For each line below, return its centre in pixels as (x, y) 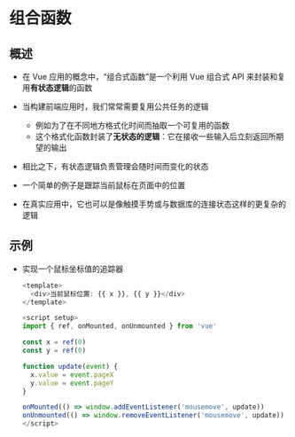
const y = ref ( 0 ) (54, 351)
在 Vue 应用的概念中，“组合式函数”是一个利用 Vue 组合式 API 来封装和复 (154, 77)
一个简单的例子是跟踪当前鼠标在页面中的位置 (104, 185)
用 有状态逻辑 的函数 (57, 88)
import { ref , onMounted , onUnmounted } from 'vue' (119, 326)
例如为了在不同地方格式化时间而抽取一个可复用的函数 (132, 125)
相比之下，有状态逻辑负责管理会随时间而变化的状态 (115, 166)
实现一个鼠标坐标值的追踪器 (73, 269)
